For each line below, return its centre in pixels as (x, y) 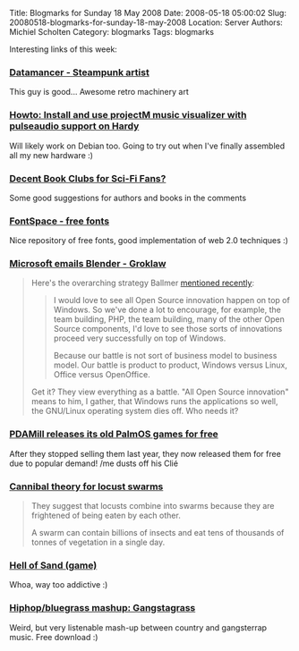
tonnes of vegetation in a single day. (98, 542)
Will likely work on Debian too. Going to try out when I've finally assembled (147, 146)
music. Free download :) (54, 637)
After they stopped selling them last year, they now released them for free (145, 453)
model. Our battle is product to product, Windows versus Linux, (171, 365)
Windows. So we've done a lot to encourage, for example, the (167, 310)
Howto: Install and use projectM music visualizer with (128, 115)
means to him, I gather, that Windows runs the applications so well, (154, 402)
